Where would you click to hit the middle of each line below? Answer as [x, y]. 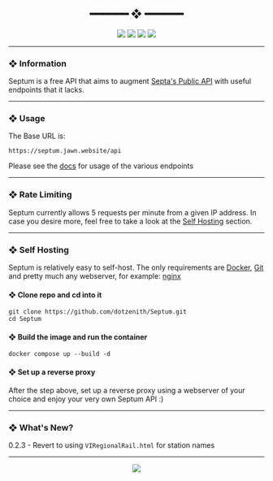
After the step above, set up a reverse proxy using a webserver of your [127, 390]
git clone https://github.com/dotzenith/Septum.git [97, 312]
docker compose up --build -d [60, 354]
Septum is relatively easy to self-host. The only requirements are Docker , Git [136, 267]
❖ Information [38, 63]
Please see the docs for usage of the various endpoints [101, 166]
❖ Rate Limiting [40, 195]
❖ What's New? [41, 427]
